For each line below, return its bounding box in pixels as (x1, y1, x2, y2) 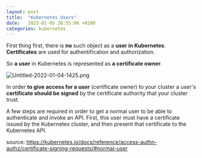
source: (6, 139, 25, 146)
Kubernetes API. (6, 127, 47, 134)
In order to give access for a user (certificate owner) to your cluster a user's (6, 84, 197, 91)
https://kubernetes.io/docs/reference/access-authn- (26, 139, 157, 146)
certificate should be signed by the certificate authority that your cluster (6, 90, 188, 97)
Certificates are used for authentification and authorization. (6, 49, 156, 56)
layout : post (6, 8, 39, 15)
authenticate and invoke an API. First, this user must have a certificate (6, 114, 180, 121)
